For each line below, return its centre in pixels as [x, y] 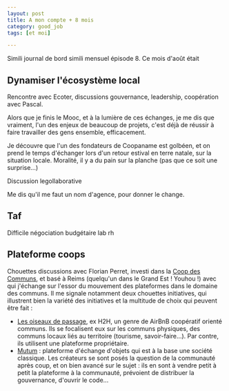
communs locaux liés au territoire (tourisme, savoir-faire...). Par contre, [118, 336]
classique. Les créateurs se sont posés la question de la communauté [116, 358]
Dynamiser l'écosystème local [73, 80]
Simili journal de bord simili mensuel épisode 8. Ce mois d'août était [103, 59]
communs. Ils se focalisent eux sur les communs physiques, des [109, 328]
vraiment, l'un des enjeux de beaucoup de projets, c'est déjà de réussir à [111, 125]
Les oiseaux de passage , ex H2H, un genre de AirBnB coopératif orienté [120, 321]
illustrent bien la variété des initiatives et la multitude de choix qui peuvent [112, 301]
